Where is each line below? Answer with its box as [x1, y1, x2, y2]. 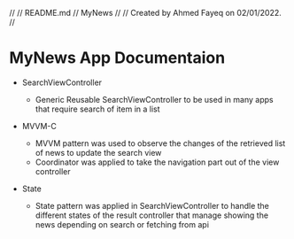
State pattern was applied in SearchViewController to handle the [35, 200, 270, 211]
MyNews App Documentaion [9, 48, 226, 68]
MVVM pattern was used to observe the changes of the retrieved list [35, 137, 286, 149]
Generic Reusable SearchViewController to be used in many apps [35, 94, 274, 104]
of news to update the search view [35, 147, 162, 158]
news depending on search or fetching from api [35, 219, 210, 229]
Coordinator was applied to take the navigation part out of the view [35, 157, 280, 167]
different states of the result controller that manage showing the [35, 210, 268, 220]
